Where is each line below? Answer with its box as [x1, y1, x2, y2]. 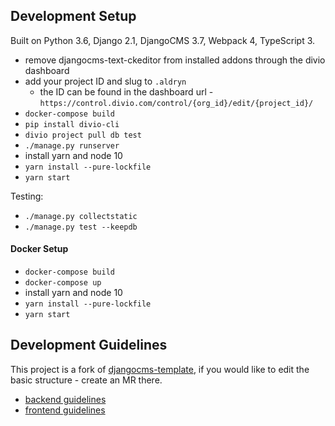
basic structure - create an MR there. [10, 374, 163, 386]
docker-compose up [24, 278, 102, 288]
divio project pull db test [24, 130, 142, 140]
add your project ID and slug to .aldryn [24, 75, 187, 87]
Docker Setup [10, 243, 69, 255]
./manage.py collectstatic [24, 211, 138, 221]
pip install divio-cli [24, 119, 120, 129]
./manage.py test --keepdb [24, 222, 138, 232]
